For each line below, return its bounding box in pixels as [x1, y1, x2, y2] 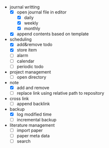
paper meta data [16, 133, 50, 139]
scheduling [9, 36, 32, 43]
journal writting [9, 4, 40, 10]
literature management [9, 122, 55, 128]
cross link [9, 95, 29, 101]
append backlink [16, 101, 50, 106]
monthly [24, 26, 41, 31]
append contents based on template [16, 31, 89, 37]
